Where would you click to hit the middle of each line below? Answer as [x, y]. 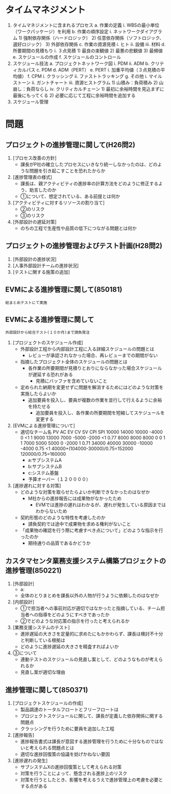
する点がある [34, 786]
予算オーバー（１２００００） [59, 479]
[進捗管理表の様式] [32, 177]
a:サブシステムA [45, 460]
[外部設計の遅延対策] [35, 222]
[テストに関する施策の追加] [41, 272]
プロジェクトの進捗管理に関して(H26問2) [70, 145]
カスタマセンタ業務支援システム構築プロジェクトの [86, 561]
